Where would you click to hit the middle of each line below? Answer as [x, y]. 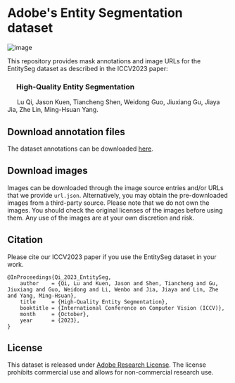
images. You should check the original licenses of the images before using [115, 210]
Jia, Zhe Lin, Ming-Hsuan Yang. [53, 110]
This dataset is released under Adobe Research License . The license [107, 365]
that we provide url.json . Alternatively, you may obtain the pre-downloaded [118, 195]
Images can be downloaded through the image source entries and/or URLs [115, 187]
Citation [25, 240]
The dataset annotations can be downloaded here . [80, 149]
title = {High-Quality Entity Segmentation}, [94, 302]
